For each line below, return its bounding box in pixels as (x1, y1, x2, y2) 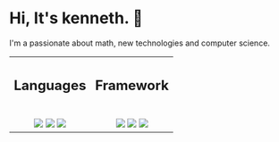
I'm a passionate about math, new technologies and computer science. (9, 38, 271, 48)
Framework (95, 76, 170, 94)
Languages (13, 76, 87, 94)
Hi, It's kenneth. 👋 (9, 8, 143, 29)
